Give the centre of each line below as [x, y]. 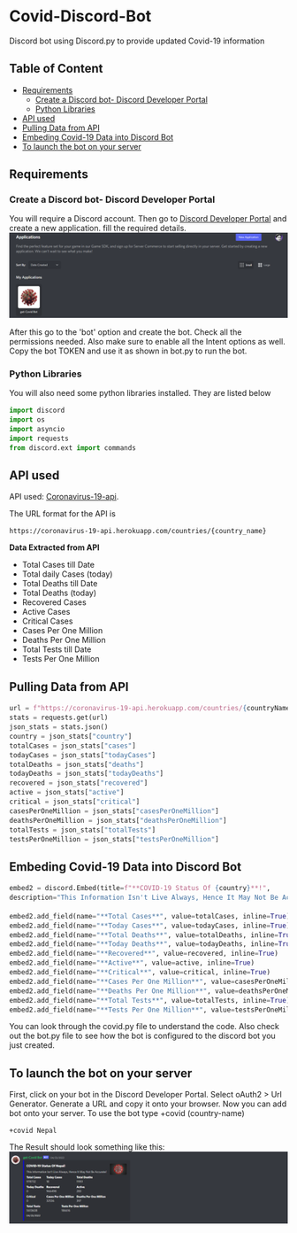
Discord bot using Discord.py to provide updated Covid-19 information [137, 41]
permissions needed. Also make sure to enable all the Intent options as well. [147, 341]
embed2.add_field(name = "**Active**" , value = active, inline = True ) [132, 963]
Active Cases [46, 612]
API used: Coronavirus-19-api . [64, 497]
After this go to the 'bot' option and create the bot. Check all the [126, 332]
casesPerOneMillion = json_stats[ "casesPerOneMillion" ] [114, 811]
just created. [32, 1045]
